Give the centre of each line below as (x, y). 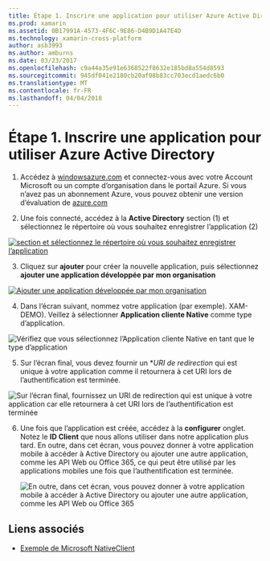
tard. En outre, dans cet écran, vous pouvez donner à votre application (137, 445)
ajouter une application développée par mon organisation (118, 275)
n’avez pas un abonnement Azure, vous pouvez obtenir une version (131, 195)
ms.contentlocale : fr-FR (50, 90)
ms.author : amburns (41, 53)
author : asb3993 (35, 46)
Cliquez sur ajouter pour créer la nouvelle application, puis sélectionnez (139, 267)
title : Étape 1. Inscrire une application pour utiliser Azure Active (129, 16)
